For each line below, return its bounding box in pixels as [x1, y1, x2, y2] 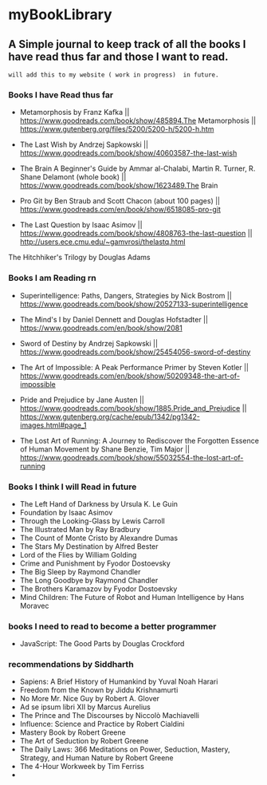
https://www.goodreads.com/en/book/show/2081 [19, 323, 183, 333]
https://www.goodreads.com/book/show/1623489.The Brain [19, 181, 218, 191]
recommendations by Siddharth [8, 659, 134, 670]
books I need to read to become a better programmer [8, 621, 217, 632]
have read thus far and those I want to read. [8, 49, 229, 63]
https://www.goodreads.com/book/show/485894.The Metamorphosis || [19, 116, 257, 125]
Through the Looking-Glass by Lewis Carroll [19, 516, 165, 526]
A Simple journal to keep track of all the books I [8, 37, 246, 51]
